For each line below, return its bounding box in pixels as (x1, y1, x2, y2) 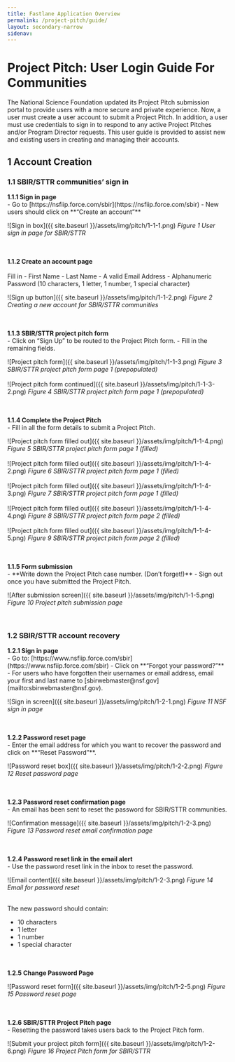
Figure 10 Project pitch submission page (7, 598, 123, 607)
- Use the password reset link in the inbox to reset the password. (7, 862, 194, 871)
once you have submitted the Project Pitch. (7, 577, 131, 586)
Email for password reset (7, 883, 80, 892)
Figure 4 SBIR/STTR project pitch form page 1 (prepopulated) (27, 387, 204, 396)
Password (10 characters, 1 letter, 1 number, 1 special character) (7, 279, 190, 288)
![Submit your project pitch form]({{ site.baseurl (7, 1040, 145, 1048)
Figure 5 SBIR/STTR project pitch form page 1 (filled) (7, 444, 159, 452)
